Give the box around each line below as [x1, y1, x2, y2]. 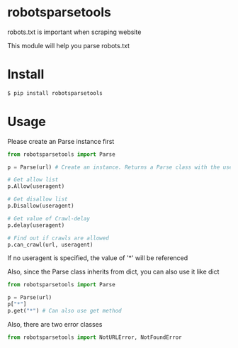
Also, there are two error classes [7, 320, 103, 328]
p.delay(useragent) [7, 221, 65, 229]
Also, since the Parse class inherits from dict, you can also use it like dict [7, 267, 220, 276]
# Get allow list [7, 176, 59, 184]
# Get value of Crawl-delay [7, 215, 91, 222]
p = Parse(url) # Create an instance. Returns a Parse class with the [7, 164, 220, 171]
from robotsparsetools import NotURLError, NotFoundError [7, 334, 182, 341]
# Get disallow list [7, 196, 69, 203]
